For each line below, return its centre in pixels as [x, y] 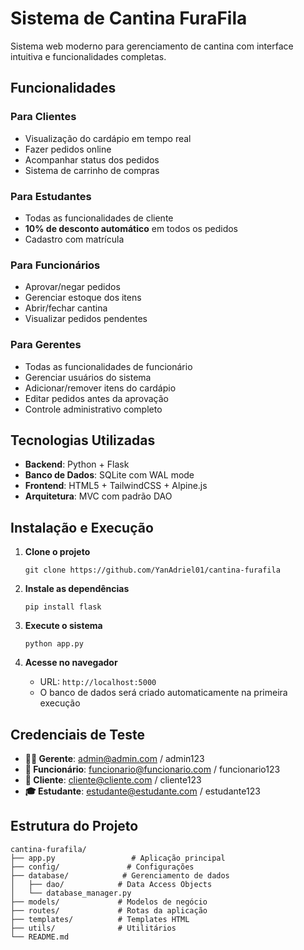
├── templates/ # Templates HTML [100, 919]
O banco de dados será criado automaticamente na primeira [163, 693]
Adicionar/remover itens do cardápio [100, 388]
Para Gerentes [46, 345]
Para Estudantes [51, 196]
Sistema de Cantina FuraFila [129, 18]
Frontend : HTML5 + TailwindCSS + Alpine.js [116, 486]
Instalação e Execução [82, 527]
